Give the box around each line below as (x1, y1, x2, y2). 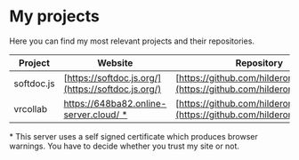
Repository (235, 56, 283, 68)
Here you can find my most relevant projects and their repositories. (9, 36, 255, 46)
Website (97, 56, 133, 68)
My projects (9, 6, 100, 27)
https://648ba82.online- (63, 97, 167, 109)
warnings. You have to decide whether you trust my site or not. (9, 140, 240, 151)
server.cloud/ (63, 108, 120, 121)
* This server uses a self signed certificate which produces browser (9, 131, 258, 141)
